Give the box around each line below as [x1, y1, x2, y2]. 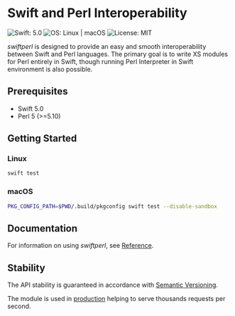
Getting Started [7, 133, 77, 145]
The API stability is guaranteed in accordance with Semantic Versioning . [7, 280, 219, 289]
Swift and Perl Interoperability [7, 5, 187, 21]
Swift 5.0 [17, 104, 44, 113]
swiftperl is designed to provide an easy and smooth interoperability [7, 42, 207, 50]
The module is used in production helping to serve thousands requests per [7, 295, 226, 303]
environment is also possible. [7, 65, 93, 73]
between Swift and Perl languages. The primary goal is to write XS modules [7, 50, 229, 58]
